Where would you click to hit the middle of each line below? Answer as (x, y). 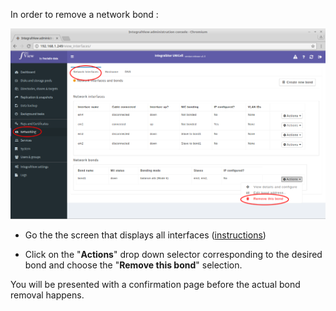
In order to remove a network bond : (84, 14)
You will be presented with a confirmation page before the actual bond (155, 284)
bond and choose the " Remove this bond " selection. (133, 265)
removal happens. (47, 295)
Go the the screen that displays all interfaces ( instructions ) (145, 235)
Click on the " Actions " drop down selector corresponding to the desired (173, 254)
